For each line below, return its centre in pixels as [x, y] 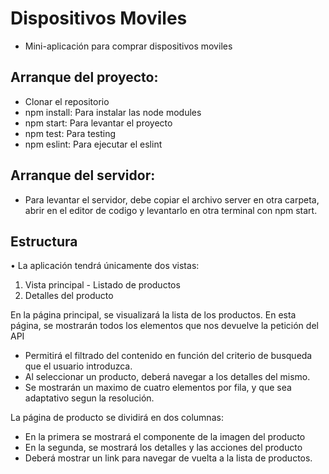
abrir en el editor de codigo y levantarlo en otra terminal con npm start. [171, 210]
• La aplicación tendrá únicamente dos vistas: [105, 266]
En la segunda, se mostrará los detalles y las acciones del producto [163, 448]
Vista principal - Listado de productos [102, 285]
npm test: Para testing [70, 133]
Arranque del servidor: [83, 175]
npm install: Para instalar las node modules [113, 112]
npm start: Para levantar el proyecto [98, 123]
